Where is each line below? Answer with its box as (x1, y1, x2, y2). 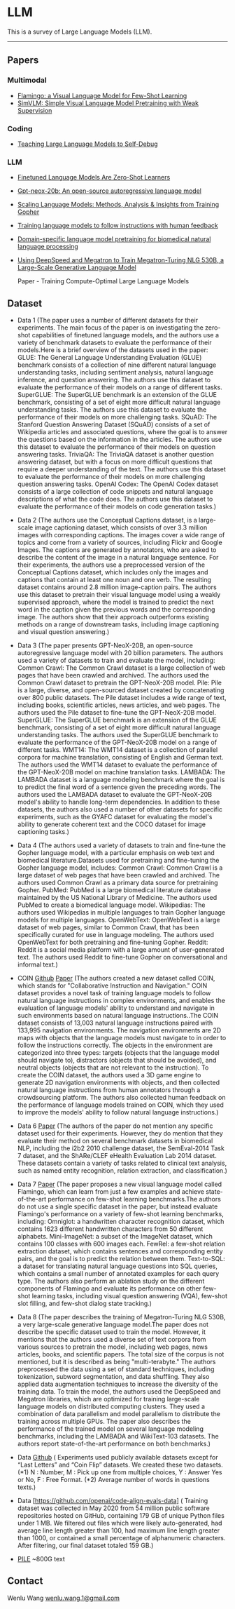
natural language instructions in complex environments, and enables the (17, 997, 226, 1005)
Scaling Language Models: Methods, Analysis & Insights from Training (17, 201, 220, 209)
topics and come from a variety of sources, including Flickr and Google (17, 538, 222, 547)
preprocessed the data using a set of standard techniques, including (17, 1365, 215, 1373)
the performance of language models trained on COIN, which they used (17, 1100, 224, 1109)
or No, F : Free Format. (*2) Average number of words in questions (17, 1476, 210, 1484)
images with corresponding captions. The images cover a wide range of (17, 531, 225, 539)
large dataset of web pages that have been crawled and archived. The (17, 871, 220, 880)
